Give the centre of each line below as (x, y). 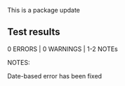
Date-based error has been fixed (55, 76)
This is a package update (44, 10)
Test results (34, 32)
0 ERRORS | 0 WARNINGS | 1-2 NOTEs (63, 49)
